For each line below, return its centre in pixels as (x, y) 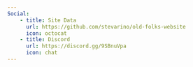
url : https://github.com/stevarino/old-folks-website (106, 27)
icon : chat (42, 53)
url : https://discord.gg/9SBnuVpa (76, 46)
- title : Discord (45, 40)
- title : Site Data (48, 20)
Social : (19, 14)
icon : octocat (47, 33)
